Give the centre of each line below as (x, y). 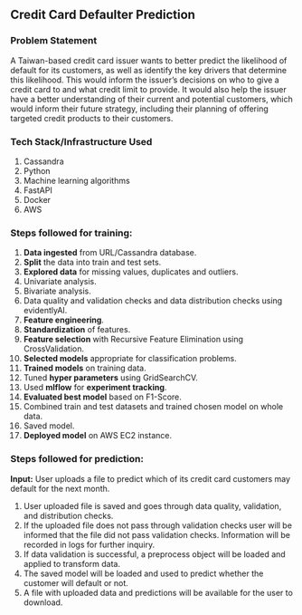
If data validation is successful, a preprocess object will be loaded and (154, 554)
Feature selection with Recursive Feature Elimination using (133, 340)
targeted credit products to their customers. (92, 118)
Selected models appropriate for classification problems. (130, 359)
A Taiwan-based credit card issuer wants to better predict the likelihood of (149, 60)
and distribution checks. (68, 515)
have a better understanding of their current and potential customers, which (151, 99)
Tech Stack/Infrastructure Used (81, 141)
